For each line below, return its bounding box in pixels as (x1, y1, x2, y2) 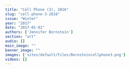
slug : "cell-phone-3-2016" (5, 12, 60, 17)
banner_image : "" (5, 48, 41, 52)
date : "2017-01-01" (5, 25, 45, 30)
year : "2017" (5, 20, 32, 26)
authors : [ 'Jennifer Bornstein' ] (5, 30, 73, 34)
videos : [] (5, 57, 27, 62)
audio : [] (5, 39, 25, 44)
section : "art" (5, 34, 36, 39)
